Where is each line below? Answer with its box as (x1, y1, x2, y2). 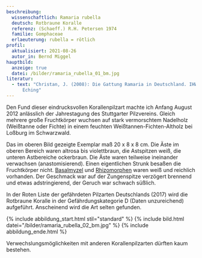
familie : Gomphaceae (11, 31, 63, 37)
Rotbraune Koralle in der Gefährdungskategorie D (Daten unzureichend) (6, 197, 185, 204)
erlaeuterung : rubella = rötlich (11, 37, 96, 43)
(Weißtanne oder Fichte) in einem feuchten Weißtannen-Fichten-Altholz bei (6, 123, 193, 130)
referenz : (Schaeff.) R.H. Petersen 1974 (11, 25, 117, 32)
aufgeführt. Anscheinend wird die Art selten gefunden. (6, 203, 142, 210)
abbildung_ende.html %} (6, 228, 67, 235)
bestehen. (6, 246, 31, 253)
